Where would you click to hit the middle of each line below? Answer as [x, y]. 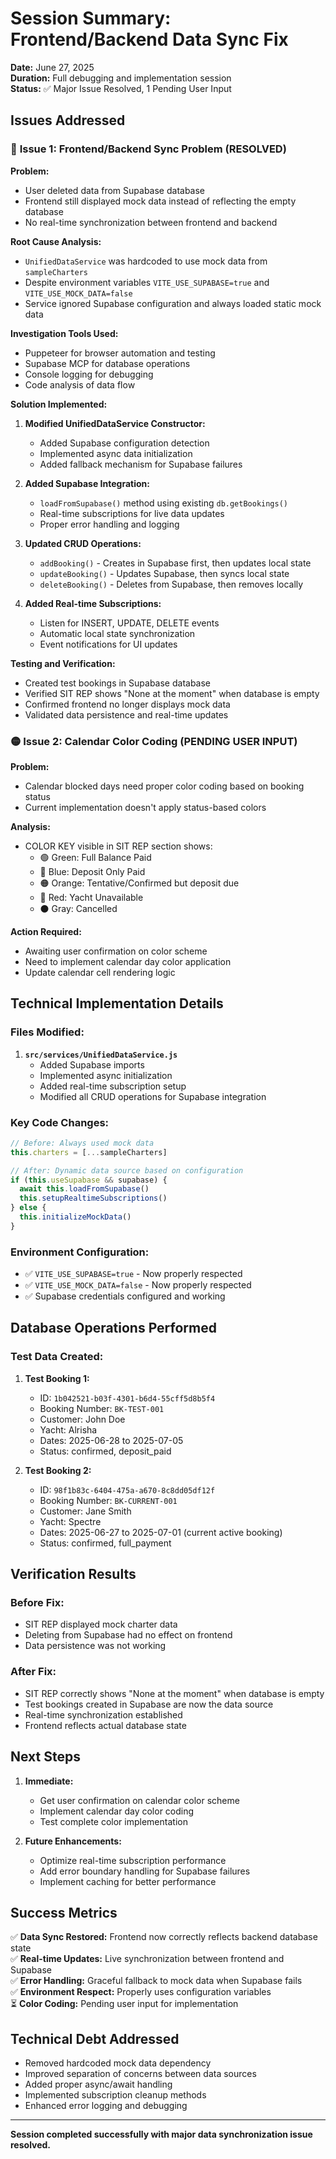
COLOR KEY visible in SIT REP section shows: [118, 846]
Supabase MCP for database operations [107, 363]
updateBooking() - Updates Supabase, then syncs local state [164, 573]
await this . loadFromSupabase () [84, 1189]
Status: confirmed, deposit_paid [105, 1451]
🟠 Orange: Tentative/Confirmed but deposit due [139, 883]
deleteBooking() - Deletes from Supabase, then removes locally [171, 584]
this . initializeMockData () [75, 1217]
